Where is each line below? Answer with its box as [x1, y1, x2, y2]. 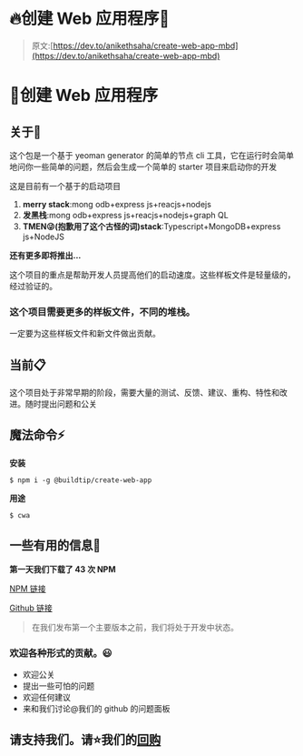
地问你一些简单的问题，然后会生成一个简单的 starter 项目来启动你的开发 [9, 161, 278, 172]
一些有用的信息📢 [9, 538, 102, 553]
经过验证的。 [9, 280, 57, 291]
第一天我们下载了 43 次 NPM [9, 563, 116, 574]
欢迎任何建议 [22, 691, 71, 702]
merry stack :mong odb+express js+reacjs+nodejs [22, 198, 211, 209]
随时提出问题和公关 [24, 398, 97, 409]
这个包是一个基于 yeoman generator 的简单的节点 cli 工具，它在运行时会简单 [9, 149, 295, 160]
